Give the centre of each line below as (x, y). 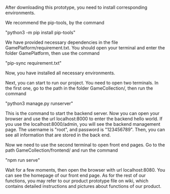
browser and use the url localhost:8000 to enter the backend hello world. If (84, 119)
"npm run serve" (23, 160)
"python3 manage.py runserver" (39, 103)
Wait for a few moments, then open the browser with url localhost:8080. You (85, 170)
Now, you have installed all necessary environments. (60, 73)
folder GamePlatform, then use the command (53, 53)
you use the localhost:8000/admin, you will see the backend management (83, 124)
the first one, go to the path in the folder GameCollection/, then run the (79, 88)
